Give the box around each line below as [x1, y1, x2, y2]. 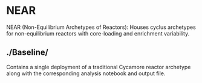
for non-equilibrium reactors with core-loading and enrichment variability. [6, 29, 190, 37]
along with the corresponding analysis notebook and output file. [6, 70, 166, 77]
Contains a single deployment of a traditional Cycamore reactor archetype [6, 63, 191, 70]
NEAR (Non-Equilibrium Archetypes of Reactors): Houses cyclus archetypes [6, 23, 197, 31]
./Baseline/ [6, 48, 48, 58]
